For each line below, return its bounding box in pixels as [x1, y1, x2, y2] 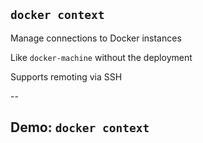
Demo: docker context [10, 119, 150, 136]
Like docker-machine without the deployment [10, 51, 193, 63]
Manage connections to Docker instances [10, 32, 182, 44]
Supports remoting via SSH [10, 70, 123, 83]
